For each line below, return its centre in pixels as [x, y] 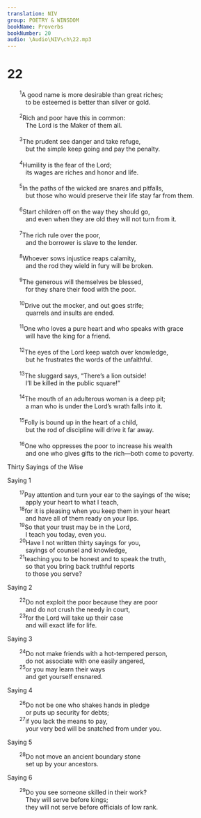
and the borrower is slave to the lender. [81, 242]
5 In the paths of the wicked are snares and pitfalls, [91, 188]
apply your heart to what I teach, [72, 503]
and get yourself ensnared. [64, 677]
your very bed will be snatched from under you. [94, 728]
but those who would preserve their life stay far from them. [110, 195]
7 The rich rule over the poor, [60, 235]
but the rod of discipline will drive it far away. [90, 429]
